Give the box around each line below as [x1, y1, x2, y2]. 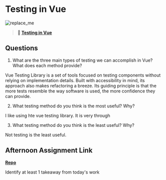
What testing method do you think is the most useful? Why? [12, 103, 135, 109]
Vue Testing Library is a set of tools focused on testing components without [5, 72, 161, 78]
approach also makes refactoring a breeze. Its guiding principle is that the [5, 83, 157, 89]
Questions [5, 44, 38, 53]
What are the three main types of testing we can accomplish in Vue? [12, 57, 153, 63]
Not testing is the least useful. [5, 132, 67, 138]
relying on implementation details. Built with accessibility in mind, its [5, 77, 145, 83]
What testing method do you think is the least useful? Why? [12, 122, 135, 128]
